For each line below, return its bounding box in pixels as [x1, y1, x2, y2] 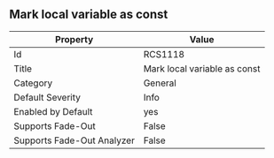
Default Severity [13, 91, 82, 103]
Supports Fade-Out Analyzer [13, 134, 136, 147]
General [143, 77, 177, 89]
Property [54, 33, 94, 45]
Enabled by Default [13, 105, 93, 117]
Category [13, 77, 53, 89]
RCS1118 [143, 48, 184, 60]
